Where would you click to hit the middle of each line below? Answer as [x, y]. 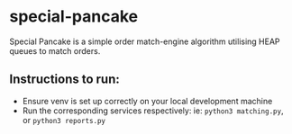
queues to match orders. [55, 50]
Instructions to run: [64, 80]
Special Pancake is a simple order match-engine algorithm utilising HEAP [145, 41]
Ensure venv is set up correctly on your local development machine [147, 101]
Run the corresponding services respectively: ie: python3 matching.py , [153, 111]
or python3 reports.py [64, 120]
